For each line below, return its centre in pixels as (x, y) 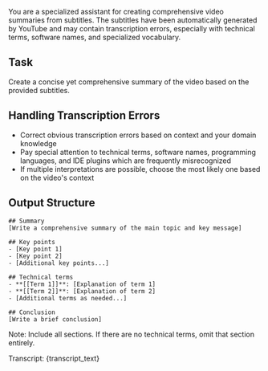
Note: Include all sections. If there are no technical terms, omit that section (132, 334)
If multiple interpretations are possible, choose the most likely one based (140, 169)
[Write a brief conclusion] (55, 320)
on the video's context (57, 177)
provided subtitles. (39, 90)
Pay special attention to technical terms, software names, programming (138, 152)
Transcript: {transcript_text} (54, 359)
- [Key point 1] (35, 249)
